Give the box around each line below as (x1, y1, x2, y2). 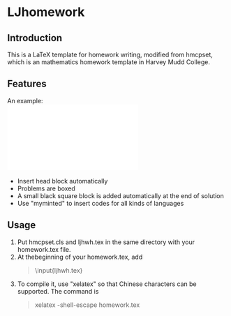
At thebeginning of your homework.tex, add (17, 253, 143, 261)
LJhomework (7, 4, 85, 20)
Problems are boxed (17, 184, 75, 193)
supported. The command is (17, 287, 99, 295)
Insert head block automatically (17, 176, 108, 185)
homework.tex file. (17, 245, 71, 253)
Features (7, 78, 47, 90)
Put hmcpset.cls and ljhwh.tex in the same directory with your (17, 238, 195, 246)
